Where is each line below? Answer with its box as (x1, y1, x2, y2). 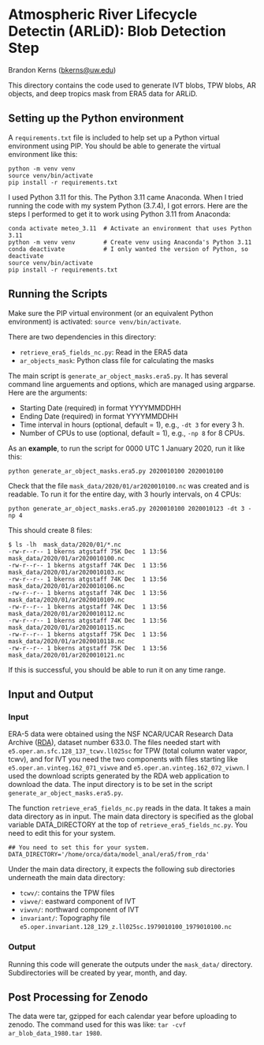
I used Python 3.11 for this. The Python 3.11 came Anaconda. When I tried (8, 192, 244, 202)
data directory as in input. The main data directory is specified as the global (8, 811, 254, 822)
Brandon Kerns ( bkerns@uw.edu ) (8, 65, 117, 74)
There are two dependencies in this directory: (8, 331, 157, 341)
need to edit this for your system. (8, 829, 116, 838)
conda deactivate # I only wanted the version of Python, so (8, 245, 248, 253)
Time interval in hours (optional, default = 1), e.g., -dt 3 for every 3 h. (19, 420, 244, 429)
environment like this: (8, 149, 78, 159)
